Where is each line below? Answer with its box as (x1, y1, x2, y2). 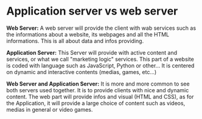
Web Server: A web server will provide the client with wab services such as (6, 24, 197, 32)
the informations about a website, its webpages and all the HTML (6, 30, 170, 38)
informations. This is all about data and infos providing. (6, 37, 144, 44)
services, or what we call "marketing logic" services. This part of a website (6, 55, 195, 63)
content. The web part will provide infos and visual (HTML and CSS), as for (6, 93, 194, 100)
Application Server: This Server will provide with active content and (6, 49, 178, 56)
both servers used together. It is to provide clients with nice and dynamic (6, 86, 189, 93)
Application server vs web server (6, 4, 178, 18)
